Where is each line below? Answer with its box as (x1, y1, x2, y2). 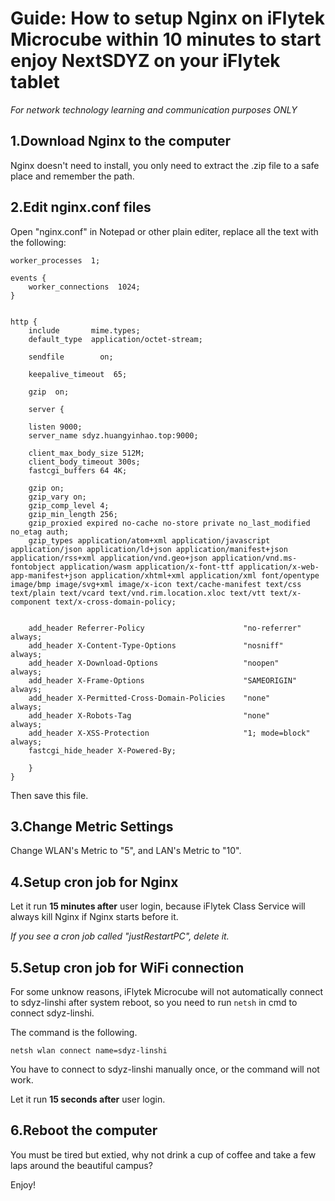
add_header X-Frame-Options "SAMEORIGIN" (28, 675, 298, 686)
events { (10, 273, 47, 283)
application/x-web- (238, 562, 320, 572)
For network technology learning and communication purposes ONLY (10, 103, 298, 116)
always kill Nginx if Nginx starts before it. (10, 911, 179, 923)
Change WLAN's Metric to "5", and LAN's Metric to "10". (10, 845, 242, 857)
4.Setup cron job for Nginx (10, 873, 179, 891)
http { (10, 317, 38, 327)
